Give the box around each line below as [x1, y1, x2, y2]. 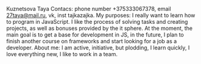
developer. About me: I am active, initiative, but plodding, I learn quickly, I [6, 44, 190, 51]
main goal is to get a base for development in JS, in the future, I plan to [6, 31, 184, 38]
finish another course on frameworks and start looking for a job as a [6, 38, 177, 44]
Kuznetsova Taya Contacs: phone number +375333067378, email [6, 5, 172, 12]
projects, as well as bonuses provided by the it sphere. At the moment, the [6, 24, 193, 32]
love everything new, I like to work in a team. [6, 51, 118, 57]
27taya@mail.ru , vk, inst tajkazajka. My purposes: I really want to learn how [6, 12, 196, 19]
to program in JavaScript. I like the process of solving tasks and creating [6, 18, 188, 25]
